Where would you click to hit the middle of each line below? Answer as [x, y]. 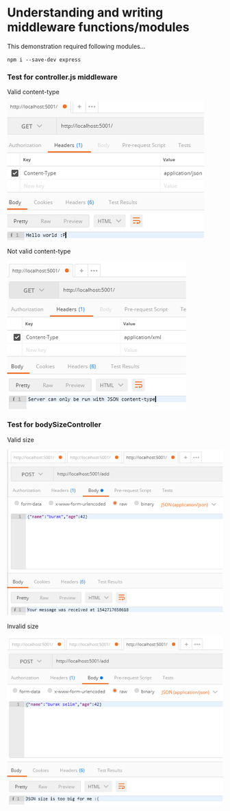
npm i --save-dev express [44, 60]
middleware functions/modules [98, 27]
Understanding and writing [85, 13]
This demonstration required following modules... [76, 46]
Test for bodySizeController [54, 425]
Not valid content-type [39, 252]
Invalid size [23, 626]
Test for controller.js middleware [62, 77]
